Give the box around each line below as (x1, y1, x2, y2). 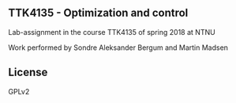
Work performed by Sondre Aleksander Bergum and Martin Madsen (8, 43, 229, 52)
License (8, 66, 48, 79)
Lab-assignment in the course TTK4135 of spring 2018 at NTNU (8, 27, 215, 36)
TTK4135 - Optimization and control (8, 6, 189, 20)
